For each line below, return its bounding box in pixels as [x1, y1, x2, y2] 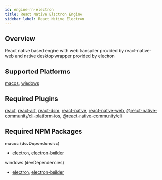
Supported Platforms [5, 67, 71, 75]
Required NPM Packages [5, 127, 82, 136]
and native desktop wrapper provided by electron [14, 53, 115, 59]
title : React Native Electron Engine [5, 12, 82, 17]
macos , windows [5, 80, 39, 86]
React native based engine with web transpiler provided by [5, 48, 124, 54]
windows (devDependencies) [5, 159, 65, 165]
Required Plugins [5, 95, 58, 103]
